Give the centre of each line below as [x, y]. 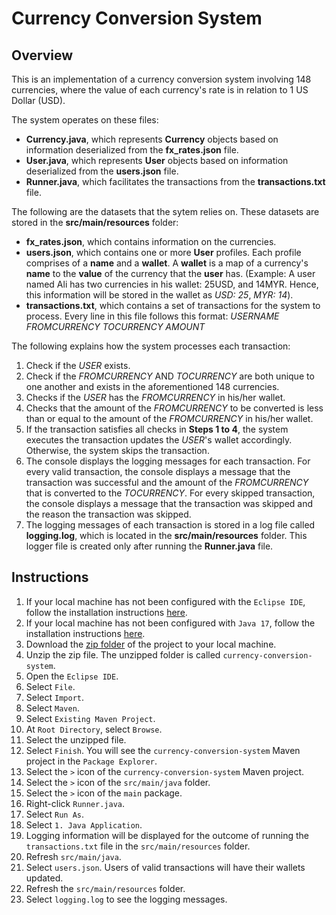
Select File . [50, 686]
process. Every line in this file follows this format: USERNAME [152, 316]
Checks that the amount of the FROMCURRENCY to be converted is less [174, 408]
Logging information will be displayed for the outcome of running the [167, 835]
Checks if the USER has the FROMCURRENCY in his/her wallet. [155, 397]
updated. [44, 878]
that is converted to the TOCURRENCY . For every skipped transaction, [170, 493]
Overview [42, 55]
